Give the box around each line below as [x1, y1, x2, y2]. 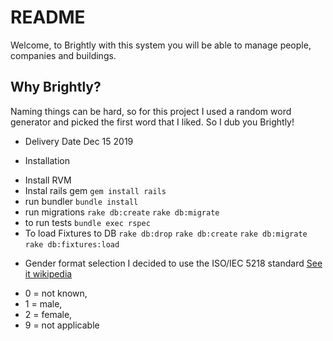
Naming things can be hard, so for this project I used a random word [10, 105, 292, 117]
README [10, 6, 86, 29]
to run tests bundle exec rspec [24, 216, 151, 228]
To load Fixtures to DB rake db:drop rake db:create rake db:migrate [24, 227, 308, 239]
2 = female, [24, 308, 73, 320]
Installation [24, 154, 71, 166]
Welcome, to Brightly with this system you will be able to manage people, [10, 39, 312, 51]
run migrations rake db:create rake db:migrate [24, 206, 220, 218]
